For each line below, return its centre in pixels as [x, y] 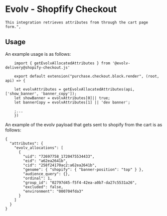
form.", [13, 27]
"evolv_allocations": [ [39, 148]
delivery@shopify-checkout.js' [38, 67]
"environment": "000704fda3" [53, 191]
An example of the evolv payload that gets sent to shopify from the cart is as [84, 124]
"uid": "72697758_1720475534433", [59, 156]
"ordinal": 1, [38, 178]
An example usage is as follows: [38, 54]
